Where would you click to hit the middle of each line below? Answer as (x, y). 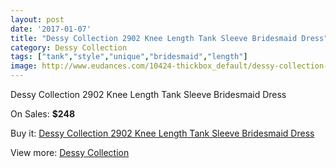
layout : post (37, 19)
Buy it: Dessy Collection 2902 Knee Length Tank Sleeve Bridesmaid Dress (162, 133)
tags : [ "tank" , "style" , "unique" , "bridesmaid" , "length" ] (129, 57)
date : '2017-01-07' (51, 29)
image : (24, 66)
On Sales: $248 (43, 114)
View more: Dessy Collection (70, 152)
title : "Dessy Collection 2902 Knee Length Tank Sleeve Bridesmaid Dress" (169, 38)
